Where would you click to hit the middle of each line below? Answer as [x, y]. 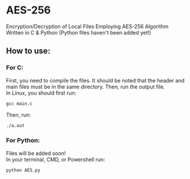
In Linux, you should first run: [41, 93]
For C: [15, 68]
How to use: [28, 51]
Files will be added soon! [36, 153]
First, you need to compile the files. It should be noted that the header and [95, 80]
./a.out [15, 125]
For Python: [23, 140]
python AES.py [23, 170]
